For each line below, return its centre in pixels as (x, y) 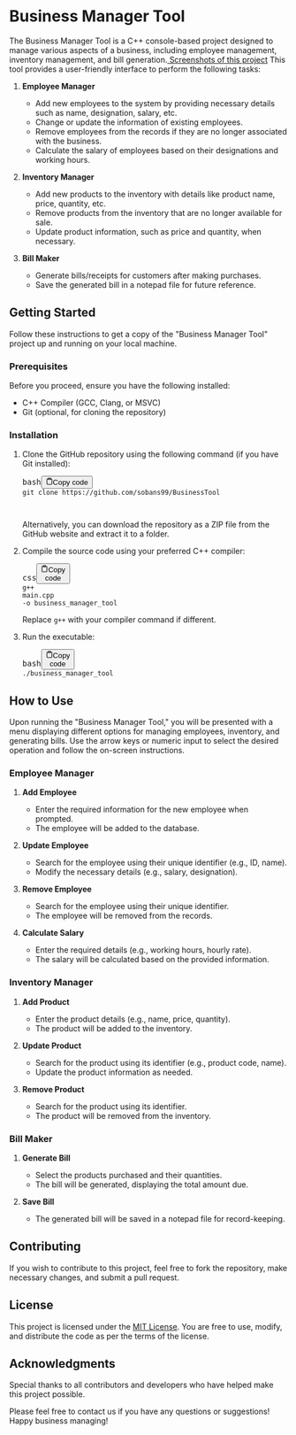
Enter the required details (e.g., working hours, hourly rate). (143, 950)
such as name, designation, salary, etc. (106, 112)
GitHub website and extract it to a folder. (95, 534)
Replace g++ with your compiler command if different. (119, 620)
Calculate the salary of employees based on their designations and (156, 150)
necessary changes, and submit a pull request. (94, 1277)
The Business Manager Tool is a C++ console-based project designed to (141, 41)
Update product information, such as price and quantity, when (148, 231)
